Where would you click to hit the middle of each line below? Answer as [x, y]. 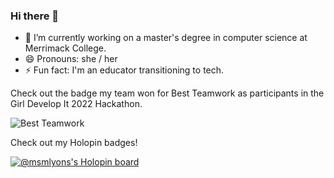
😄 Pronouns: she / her [71, 59]
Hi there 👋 [35, 16]
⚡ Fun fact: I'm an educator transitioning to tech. [124, 70]
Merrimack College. [65, 48]
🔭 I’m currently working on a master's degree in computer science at [166, 38]
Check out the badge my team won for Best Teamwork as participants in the [167, 93]
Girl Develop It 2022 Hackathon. [76, 104]
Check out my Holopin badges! [74, 143]
